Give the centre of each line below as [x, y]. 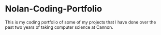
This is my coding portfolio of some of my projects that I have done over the [80, 22]
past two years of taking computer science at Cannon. [59, 27]
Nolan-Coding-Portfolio [54, 9]
